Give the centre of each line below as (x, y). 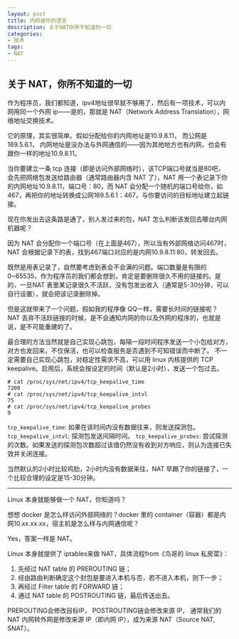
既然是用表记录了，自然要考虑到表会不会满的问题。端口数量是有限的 (107, 267)
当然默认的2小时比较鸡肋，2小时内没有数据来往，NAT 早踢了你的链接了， (115, 468)
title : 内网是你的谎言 (37, 21)
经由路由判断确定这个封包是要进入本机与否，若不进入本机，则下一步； (121, 577)
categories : (25, 34)
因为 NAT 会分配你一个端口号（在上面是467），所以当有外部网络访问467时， (119, 243)
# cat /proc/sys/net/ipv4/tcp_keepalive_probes (79, 407)
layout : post (27, 14)
